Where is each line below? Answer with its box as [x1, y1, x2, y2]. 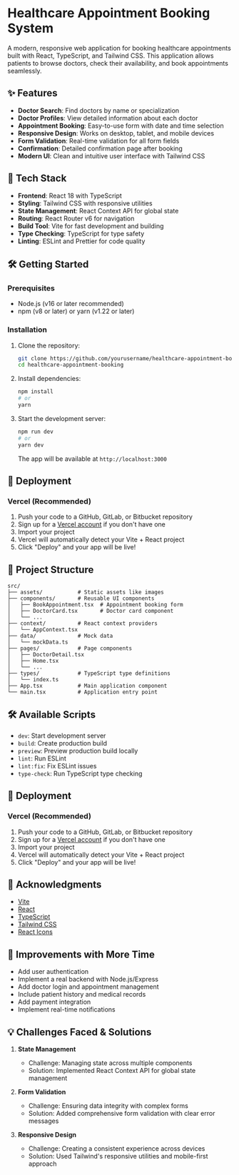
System [7, 20, 54, 36]
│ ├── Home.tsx [7, 658, 59, 665]
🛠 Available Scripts [7, 708, 96, 721]
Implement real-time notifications [17, 1005, 116, 1014]
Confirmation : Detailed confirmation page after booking [17, 144, 183, 153]
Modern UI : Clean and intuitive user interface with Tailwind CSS [17, 151, 205, 160]
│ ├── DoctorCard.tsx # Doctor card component [7, 608, 174, 615]
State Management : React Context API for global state [17, 206, 179, 215]
